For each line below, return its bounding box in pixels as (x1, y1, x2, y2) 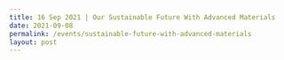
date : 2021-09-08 (9, 21, 74, 30)
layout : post (9, 37, 58, 47)
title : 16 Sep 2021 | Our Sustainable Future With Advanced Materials (9, 12, 276, 22)
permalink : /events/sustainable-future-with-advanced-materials (9, 29, 252, 38)
